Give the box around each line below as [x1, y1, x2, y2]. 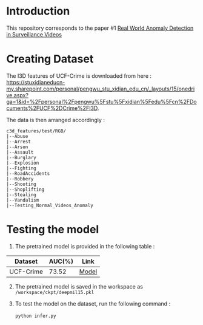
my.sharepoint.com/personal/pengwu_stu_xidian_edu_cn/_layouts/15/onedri [6, 85, 195, 92]
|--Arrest [6, 139, 32, 145]
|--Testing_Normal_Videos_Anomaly [6, 202, 94, 208]
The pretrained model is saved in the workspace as [15, 282, 144, 290]
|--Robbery [6, 176, 34, 182]
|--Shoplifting [6, 186, 45, 193]
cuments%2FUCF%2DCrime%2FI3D [6, 104, 98, 112]
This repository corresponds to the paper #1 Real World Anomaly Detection [6, 24, 194, 32]
